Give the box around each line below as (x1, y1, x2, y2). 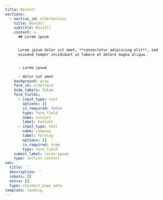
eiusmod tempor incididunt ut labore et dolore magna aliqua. (18, 52, 147, 57)
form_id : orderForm (14, 83, 54, 88)
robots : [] (9, 174, 32, 179)
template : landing (5, 188, 42, 193)
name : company (22, 129, 51, 133)
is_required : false (22, 106, 62, 111)
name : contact (22, 115, 51, 120)
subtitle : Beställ (14, 25, 51, 30)
